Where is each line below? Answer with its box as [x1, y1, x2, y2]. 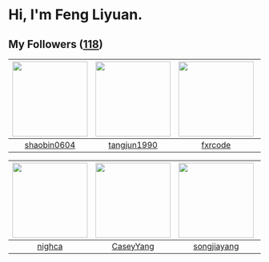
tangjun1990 [108, 140, 158, 150]
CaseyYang [111, 241, 155, 252]
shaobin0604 [24, 140, 76, 150]
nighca [37, 241, 63, 252]
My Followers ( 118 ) [8, 38, 103, 51]
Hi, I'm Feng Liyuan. [8, 6, 143, 24]
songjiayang [193, 241, 239, 252]
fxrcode [201, 140, 231, 150]
